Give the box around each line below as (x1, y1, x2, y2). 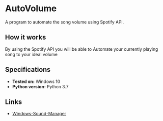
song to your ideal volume (5, 51, 58, 57)
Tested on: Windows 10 (12, 79, 60, 84)
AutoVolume (5, 3, 57, 14)
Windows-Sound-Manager (12, 111, 66, 117)
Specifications (5, 65, 51, 74)
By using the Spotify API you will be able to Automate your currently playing (5, 46, 158, 52)
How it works (5, 33, 46, 41)
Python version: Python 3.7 (12, 83, 69, 89)
